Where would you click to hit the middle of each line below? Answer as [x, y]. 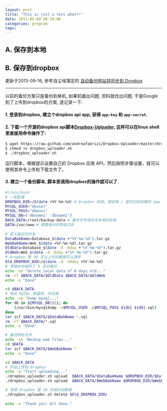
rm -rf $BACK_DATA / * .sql [31, 321]
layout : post [19, 10]
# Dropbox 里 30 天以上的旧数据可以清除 [43, 257]
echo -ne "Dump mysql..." [32, 298]
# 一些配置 [15, 197]
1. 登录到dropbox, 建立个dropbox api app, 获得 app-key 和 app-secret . [76, 114]
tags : [11, 28]
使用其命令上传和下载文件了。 [36, 169]
